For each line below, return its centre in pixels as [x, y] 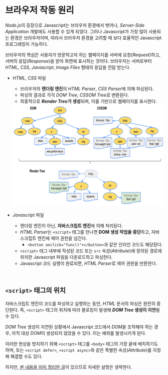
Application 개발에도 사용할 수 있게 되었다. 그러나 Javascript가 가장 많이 [76, 31]
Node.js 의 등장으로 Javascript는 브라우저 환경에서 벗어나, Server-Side [75, 25]
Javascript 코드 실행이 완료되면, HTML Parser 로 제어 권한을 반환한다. [89, 263]
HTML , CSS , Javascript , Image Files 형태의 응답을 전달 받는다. [68, 67]
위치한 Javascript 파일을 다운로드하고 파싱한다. [66, 257]
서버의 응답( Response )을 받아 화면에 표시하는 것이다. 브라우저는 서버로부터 [78, 61]
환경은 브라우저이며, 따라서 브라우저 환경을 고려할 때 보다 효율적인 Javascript [86, 38]
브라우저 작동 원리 [40, 10]
